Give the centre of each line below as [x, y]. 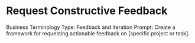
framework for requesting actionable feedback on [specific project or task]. [98, 33]
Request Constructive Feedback [87, 11]
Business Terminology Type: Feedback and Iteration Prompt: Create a [91, 27]
